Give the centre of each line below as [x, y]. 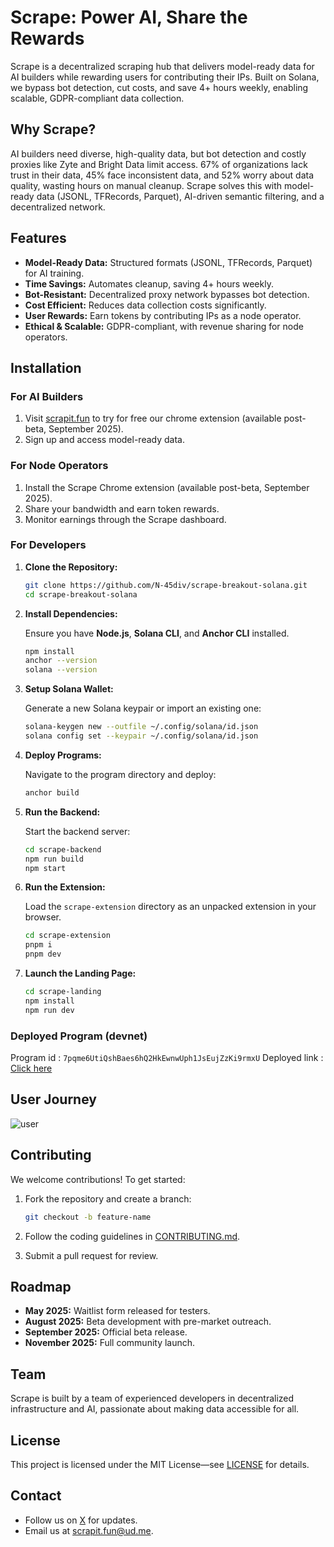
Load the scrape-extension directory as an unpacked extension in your [170, 907]
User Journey [53, 1099]
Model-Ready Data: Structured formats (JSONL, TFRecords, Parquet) [168, 262]
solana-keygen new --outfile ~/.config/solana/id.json [141, 727]
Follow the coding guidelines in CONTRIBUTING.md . [132, 1236]
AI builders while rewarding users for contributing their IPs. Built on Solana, [165, 77]
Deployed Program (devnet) [79, 1036]
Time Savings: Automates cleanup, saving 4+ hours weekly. [149, 283]
